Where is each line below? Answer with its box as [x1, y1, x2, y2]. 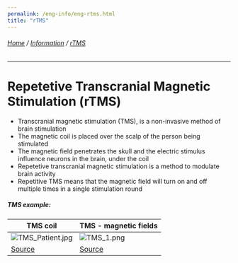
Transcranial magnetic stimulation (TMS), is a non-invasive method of [17, 117, 221, 125]
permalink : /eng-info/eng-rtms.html [7, 10, 115, 18]
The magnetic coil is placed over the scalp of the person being [17, 131, 200, 140]
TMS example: [7, 201, 51, 209]
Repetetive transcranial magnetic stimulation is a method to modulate [17, 162, 220, 170]
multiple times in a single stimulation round [17, 185, 143, 193]
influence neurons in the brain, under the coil [17, 154, 149, 163]
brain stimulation [17, 124, 67, 133]
